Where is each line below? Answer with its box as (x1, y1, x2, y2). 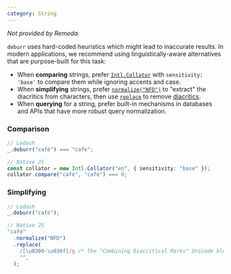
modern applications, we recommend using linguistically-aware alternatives (7, 50, 221, 58)
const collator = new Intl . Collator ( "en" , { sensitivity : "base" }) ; (7, 165, 211, 172)
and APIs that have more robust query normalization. (16, 107, 167, 115)
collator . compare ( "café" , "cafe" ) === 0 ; (7, 171, 128, 178)
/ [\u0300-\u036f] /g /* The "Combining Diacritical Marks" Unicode (19, 247, 214, 255)
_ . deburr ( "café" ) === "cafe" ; (7, 146, 94, 153)
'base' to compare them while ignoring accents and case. (16, 77, 181, 86)
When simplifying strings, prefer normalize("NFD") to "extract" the (16, 85, 206, 93)
